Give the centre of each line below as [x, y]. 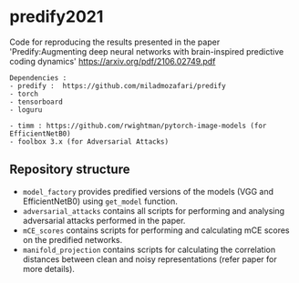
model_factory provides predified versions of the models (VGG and [148, 191]
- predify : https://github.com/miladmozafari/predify [118, 86]
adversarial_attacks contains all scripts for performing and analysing [154, 210]
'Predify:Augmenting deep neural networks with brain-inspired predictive [147, 51]
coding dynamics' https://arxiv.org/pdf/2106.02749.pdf [113, 61]
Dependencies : [38, 78]
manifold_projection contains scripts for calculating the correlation [149, 249]
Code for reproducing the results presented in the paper [115, 42]
